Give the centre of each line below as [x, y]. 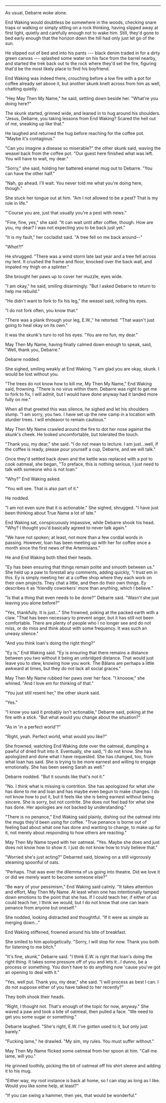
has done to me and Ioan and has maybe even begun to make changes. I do [82, 791]
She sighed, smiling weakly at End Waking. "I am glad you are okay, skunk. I [82, 369]
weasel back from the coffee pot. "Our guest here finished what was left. [79, 153]
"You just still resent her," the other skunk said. [53, 693]
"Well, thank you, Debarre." [33, 350]
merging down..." [23, 922]
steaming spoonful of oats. [33, 862]
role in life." [17, 203]
